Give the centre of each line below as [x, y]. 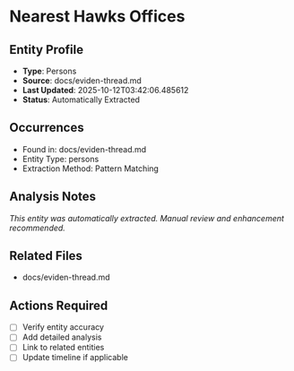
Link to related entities [63, 348]
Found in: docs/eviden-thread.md [84, 149]
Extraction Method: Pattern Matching [91, 168]
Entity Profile [46, 50]
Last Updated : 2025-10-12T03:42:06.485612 [105, 90]
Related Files [46, 256]
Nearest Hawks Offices [97, 17]
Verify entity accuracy [63, 327]
